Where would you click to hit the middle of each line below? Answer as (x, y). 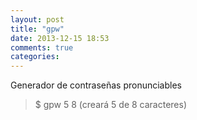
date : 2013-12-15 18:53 (60, 38)
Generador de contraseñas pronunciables (96, 85)
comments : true (42, 47)
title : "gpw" (37, 29)
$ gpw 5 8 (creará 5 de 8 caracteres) (111, 105)
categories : (35, 57)
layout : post (37, 19)
